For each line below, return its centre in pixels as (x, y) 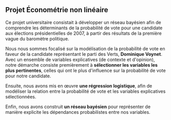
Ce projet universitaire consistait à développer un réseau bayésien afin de (83, 22)
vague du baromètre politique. (37, 38)
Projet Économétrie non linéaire (57, 10)
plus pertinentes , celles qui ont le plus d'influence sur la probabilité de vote (85, 70)
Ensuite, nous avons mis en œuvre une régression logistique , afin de (79, 86)
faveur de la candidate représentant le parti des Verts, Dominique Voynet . (84, 54)
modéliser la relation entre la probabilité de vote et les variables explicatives (85, 91)
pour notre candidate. (28, 76)
